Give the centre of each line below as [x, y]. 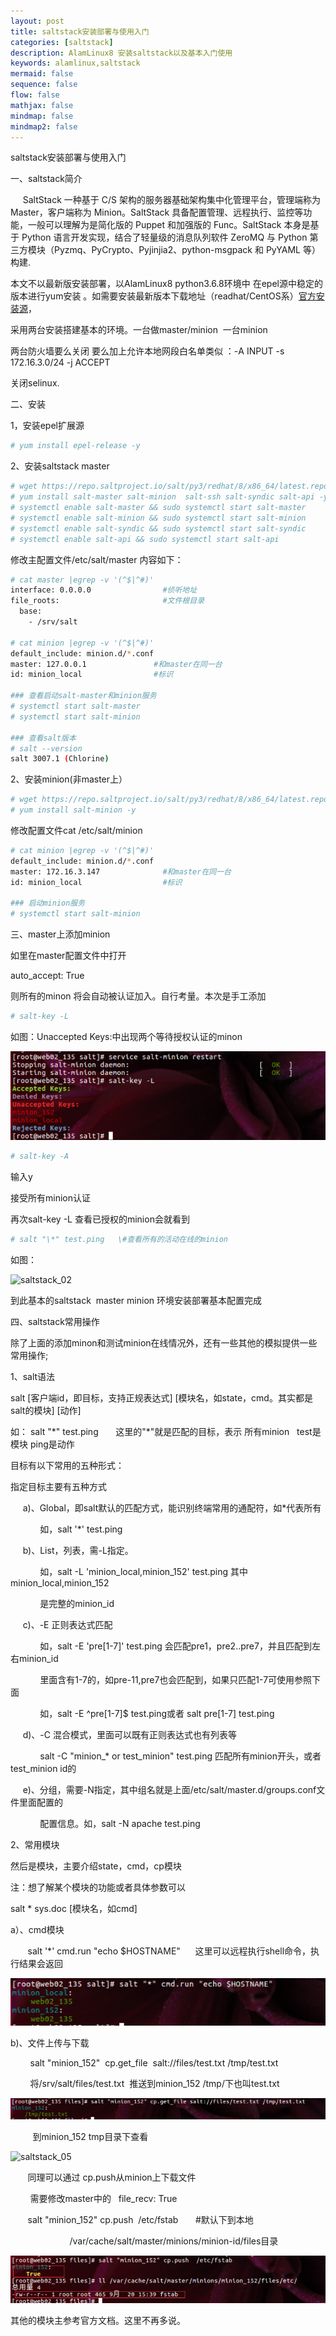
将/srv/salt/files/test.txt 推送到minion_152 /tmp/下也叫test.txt [154, 2084]
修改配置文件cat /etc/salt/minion [76, 830]
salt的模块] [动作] [46, 1410]
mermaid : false [42, 74]
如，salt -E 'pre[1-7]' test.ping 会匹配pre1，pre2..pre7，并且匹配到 [175, 1646]
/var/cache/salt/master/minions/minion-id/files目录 [174, 2241]
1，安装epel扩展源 [47, 426]
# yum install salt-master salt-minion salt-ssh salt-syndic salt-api [162, 497]
